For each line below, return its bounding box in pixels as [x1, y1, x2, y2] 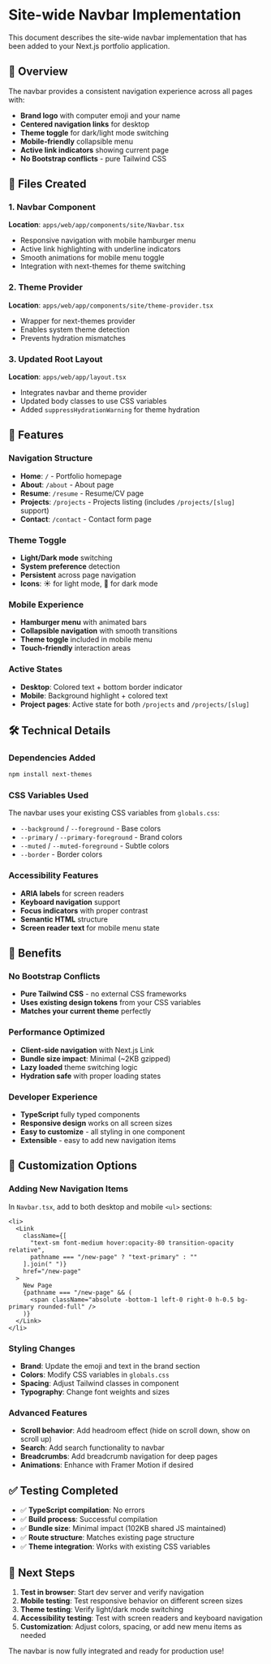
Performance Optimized [8, 1026, 105, 1038]
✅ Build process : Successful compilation [19, 1515, 158, 1524]
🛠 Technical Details [8, 724, 111, 737]
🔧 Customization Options [8, 1159, 138, 1173]
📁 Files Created [8, 177, 87, 191]
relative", [8, 1245, 45, 1254]
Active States [8, 664, 63, 675]
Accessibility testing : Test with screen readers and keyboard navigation [19, 1613, 264, 1623]
